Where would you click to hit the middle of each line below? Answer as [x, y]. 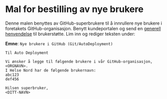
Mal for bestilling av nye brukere [74, 9]
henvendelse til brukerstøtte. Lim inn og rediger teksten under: [70, 34]
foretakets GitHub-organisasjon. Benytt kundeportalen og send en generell [83, 28]
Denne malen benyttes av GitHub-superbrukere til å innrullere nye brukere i [84, 23]
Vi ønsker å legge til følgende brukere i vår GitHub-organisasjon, [79, 61]
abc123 [12, 75]
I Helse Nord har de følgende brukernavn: [51, 70]
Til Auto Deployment [27, 53]
